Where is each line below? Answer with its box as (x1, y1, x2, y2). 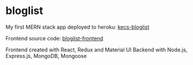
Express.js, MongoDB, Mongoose (5, 52, 87, 59)
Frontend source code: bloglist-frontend (5, 35, 104, 42)
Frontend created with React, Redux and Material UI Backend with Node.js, (5, 46, 188, 53)
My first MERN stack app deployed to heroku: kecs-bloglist (5, 23, 150, 30)
